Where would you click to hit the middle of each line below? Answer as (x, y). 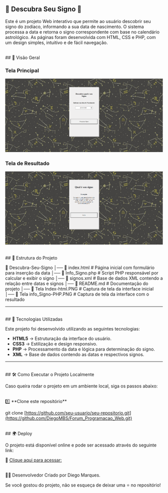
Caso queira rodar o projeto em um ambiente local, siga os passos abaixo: (81, 386)
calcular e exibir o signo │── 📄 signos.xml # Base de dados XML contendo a (84, 278)
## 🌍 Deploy (19, 433)
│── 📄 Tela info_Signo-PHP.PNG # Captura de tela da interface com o (77, 294)
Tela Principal (22, 70)
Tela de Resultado (27, 163)
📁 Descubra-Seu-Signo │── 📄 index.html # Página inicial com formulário (80, 267)
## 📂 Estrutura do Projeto (31, 257)
